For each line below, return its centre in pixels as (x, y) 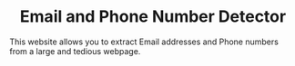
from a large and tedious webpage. (75, 51)
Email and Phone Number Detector (153, 17)
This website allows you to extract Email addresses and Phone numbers (144, 42)
